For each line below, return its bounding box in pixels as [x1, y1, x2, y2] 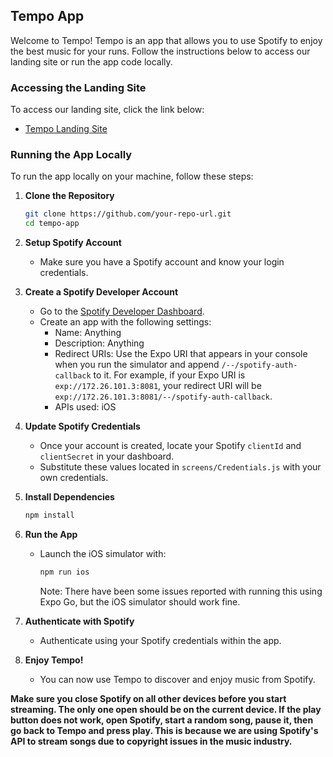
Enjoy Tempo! [24, 654, 84, 666]
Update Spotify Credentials [24, 420, 141, 433]
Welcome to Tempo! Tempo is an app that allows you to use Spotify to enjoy [10, 34, 323, 46]
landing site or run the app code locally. [10, 55, 173, 68]
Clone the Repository [24, 190, 115, 202]
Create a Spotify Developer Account [24, 286, 179, 298]
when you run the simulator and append [54, 359, 220, 371]
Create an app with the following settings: [39, 316, 212, 328]
